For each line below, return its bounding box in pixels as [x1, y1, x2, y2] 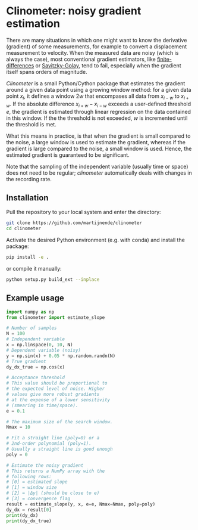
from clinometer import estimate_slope [6, 314, 105, 320]
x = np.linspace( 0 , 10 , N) [6, 342, 73, 348]
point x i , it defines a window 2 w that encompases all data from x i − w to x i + [6, 92, 189, 101]
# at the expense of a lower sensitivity [6, 396, 111, 403]
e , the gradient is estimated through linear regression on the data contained [6, 108, 191, 115]
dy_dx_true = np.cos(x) [6, 364, 65, 370]
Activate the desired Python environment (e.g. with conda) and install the [6, 237, 186, 244]
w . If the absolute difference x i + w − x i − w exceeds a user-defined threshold [6, 100, 191, 109]
